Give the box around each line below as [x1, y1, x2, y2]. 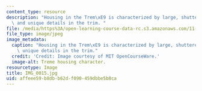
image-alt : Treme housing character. [11, 59, 106, 65]
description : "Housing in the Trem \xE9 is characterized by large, [6, 14, 179, 20]
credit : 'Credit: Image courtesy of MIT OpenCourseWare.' [11, 53, 161, 59]
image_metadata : [6, 37, 47, 43]
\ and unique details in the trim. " [11, 20, 106, 26]
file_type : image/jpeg [6, 31, 63, 37]
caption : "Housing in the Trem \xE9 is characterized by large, [11, 43, 173, 48]
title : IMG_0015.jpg [6, 70, 58, 76]
